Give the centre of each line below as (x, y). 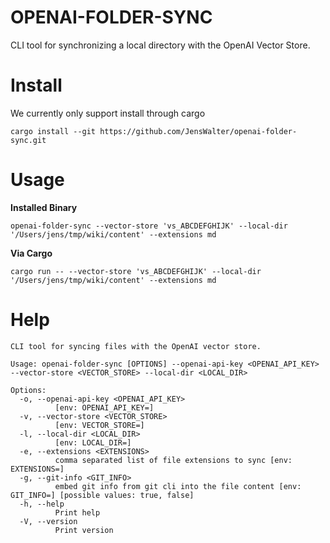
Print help (77, 512)
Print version (84, 530)
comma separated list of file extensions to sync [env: (173, 460)
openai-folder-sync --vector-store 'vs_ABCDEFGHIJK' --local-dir (149, 226)
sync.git (28, 140)
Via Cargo (31, 253)
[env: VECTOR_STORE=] (99, 425)
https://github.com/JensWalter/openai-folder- (198, 131)
